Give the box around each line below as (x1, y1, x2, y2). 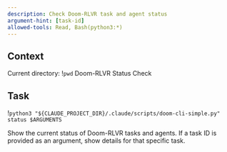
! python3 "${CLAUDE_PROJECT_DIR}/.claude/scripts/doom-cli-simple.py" (7, 108, 221, 117)
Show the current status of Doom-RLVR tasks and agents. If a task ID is (7, 129, 217, 137)
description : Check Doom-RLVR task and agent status (7, 10, 168, 18)
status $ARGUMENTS (7, 116, 62, 123)
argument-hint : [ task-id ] (7, 17, 84, 24)
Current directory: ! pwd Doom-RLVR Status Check (7, 69, 152, 78)
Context (7, 50, 44, 62)
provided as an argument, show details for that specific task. (7, 136, 186, 145)
